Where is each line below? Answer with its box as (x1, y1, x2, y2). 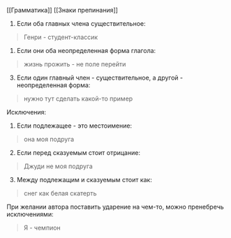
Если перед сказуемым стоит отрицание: (16, 149, 141, 156)
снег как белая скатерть (23, 189, 97, 198)
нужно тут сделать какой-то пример (23, 94, 133, 103)
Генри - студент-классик (23, 33, 98, 41)
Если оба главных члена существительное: (16, 20, 146, 27)
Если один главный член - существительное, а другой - (16, 73, 184, 82)
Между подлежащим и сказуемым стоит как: (16, 176, 153, 184)
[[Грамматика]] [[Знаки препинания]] (6, 6, 118, 14)
